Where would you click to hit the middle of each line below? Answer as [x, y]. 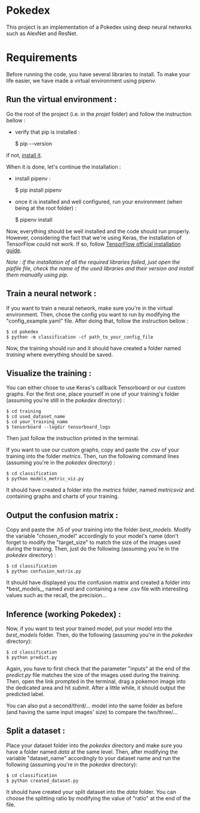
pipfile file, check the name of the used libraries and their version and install [100, 268]
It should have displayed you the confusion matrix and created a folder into [99, 583]
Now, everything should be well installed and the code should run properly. [98, 231]
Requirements [42, 58]
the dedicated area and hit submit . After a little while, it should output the [96, 688]
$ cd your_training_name [37, 422]
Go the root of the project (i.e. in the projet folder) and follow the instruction [99, 114]
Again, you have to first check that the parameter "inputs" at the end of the [98, 669]
